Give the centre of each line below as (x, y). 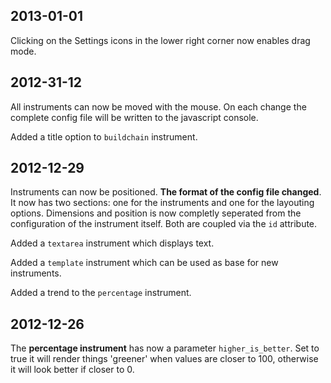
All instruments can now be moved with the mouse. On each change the (158, 106)
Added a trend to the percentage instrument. (101, 293)
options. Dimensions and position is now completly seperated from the (156, 213)
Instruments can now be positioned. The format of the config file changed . (166, 192)
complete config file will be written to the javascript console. (134, 117)
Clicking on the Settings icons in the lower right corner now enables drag (160, 40)
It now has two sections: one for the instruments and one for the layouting (162, 203)
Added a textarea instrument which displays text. (112, 243)
